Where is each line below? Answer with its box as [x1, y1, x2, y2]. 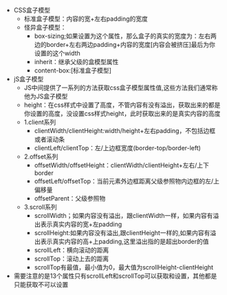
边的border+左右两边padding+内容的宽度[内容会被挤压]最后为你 [34, 41, 215, 48]
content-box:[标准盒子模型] [34, 66, 112, 74]
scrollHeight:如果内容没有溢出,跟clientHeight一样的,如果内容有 [34, 229, 210, 236]
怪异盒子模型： [23, 23, 67, 31]
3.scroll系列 [23, 203, 57, 211]
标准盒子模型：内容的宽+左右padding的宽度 [23, 14, 148, 23]
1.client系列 [23, 118, 56, 126]
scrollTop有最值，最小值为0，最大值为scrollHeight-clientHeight [34, 263, 214, 271]
